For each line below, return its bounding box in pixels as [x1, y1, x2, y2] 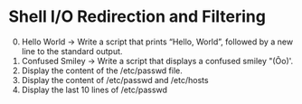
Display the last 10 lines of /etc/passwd [21, 84, 168, 95]
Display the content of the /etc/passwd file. [21, 65, 183, 76]
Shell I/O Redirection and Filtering [8, 6, 266, 27]
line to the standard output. [21, 45, 123, 56]
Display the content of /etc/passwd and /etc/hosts [21, 74, 209, 85]
